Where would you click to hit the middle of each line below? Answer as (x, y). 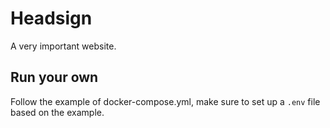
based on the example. (57, 112)
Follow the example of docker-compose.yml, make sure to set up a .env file (165, 101)
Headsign (51, 18)
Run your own (54, 77)
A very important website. (63, 46)
